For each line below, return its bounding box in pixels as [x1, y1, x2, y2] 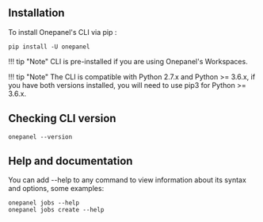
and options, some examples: [8, 184, 105, 193]
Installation [8, 6, 65, 20]
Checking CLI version [8, 112, 116, 125]
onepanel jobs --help [8, 199, 80, 207]
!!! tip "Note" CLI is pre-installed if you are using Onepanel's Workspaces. [8, 56, 248, 66]
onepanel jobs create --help [8, 206, 105, 214]
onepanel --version [8, 132, 73, 141]
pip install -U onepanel [8, 43, 90, 51]
